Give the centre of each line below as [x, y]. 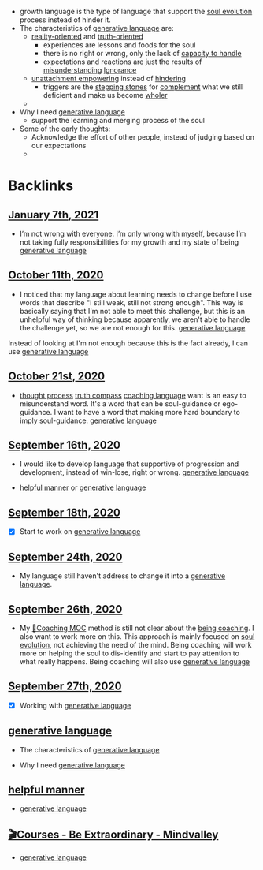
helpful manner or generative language [83, 487]
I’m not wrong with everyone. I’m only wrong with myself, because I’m [133, 233]
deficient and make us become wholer [105, 95]
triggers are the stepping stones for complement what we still [143, 87]
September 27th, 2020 [65, 687]
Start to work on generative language [80, 532]
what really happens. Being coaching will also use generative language [135, 661]
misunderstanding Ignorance [90, 70]
